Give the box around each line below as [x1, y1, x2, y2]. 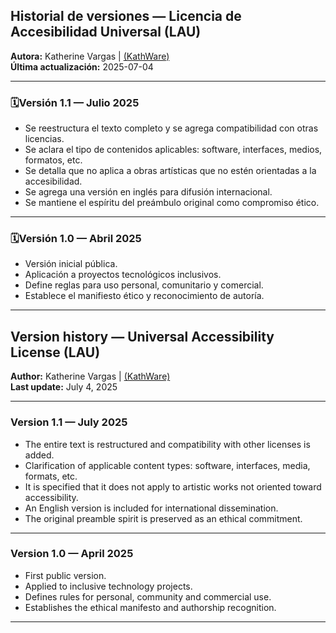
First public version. [24, 569, 107, 581]
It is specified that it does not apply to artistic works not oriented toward [24, 480, 322, 493]
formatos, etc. [24, 154, 83, 166]
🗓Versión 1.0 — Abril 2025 [10, 232, 142, 246]
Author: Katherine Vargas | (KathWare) [10, 370, 171, 383]
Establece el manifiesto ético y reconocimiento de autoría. [24, 290, 265, 302]
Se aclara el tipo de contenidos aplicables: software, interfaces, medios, [24, 144, 323, 156]
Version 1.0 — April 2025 [10, 547, 134, 561]
